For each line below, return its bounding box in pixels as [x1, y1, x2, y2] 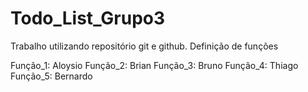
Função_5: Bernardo [10, 70, 93, 82]
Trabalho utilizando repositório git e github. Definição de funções [10, 40, 279, 52]
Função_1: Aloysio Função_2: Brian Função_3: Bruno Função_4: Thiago [10, 59, 299, 71]
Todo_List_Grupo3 [10, 7, 166, 30]
